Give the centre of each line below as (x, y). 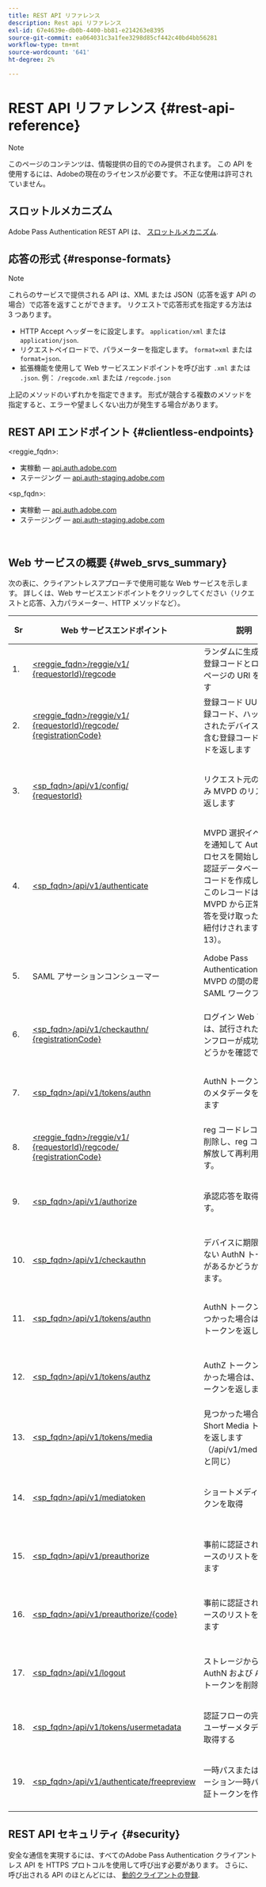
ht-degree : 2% (32, 60)
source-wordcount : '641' (49, 52)
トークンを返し (231, 1331)
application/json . (49, 340)
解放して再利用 (231, 1154)
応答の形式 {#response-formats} (90, 259)
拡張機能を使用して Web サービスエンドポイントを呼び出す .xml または (135, 368)
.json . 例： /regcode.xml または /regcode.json (95, 378)
